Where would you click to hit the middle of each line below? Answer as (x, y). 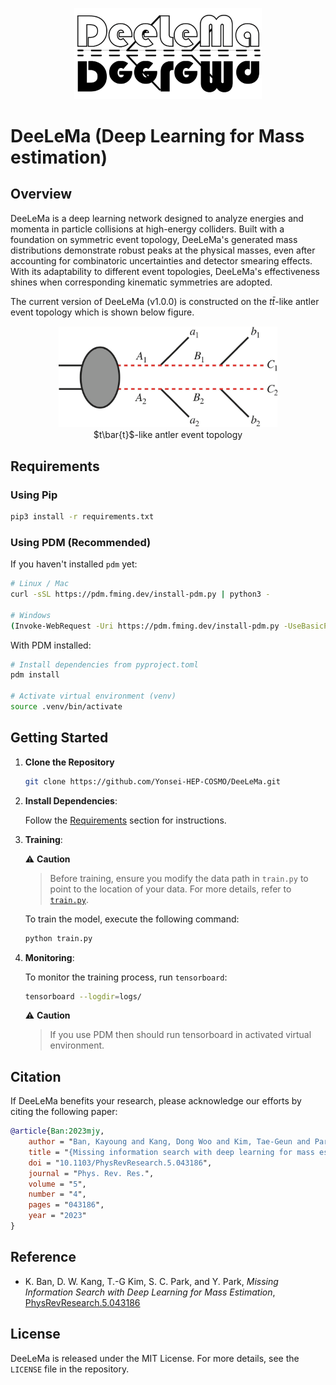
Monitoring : (49, 957)
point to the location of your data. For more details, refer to (170, 889)
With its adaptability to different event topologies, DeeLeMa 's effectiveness (165, 271)
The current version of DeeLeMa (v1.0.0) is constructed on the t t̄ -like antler (165, 301)
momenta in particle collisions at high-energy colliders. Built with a (147, 229)
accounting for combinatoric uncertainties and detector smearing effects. (161, 260)
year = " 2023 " (57, 1216)
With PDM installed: (51, 645)
